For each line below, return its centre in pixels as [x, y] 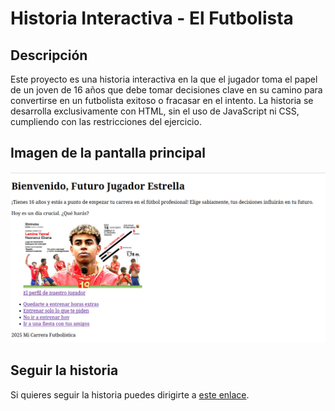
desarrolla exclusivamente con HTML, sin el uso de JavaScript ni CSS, [155, 111]
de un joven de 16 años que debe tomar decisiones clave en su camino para [166, 90]
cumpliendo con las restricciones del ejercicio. [106, 121]
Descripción [49, 55]
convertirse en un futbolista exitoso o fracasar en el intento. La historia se [162, 100]
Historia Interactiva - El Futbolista [152, 18]
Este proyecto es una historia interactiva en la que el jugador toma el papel [164, 79]
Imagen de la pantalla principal [108, 153]
